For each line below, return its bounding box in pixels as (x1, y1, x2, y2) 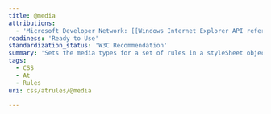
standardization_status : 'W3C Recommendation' (8, 42, 168, 50)
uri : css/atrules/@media (8, 86, 92, 95)
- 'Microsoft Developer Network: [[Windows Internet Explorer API (15, 26, 244, 35)
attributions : (8, 19, 56, 27)
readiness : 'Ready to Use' (8, 34, 99, 43)
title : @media (8, 11, 56, 20)
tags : (8, 57, 27, 65)
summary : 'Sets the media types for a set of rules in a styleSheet (8, 49, 244, 57)
